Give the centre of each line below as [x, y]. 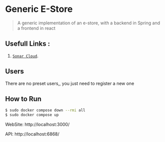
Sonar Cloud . [25, 56]
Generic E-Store [39, 9]
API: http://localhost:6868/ [32, 134]
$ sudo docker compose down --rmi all [45, 110]
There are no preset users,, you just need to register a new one [70, 83]
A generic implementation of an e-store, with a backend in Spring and [89, 23]
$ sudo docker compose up [32, 115]
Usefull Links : [28, 44]
